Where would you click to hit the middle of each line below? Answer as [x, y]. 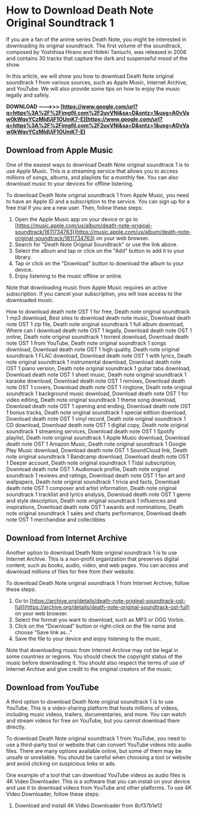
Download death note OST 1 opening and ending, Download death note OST [99, 406]
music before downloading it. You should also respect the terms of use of [95, 663]
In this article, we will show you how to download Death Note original [90, 76]
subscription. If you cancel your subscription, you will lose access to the [94, 294]
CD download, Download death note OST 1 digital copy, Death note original [97, 425]
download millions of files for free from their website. [71, 571]
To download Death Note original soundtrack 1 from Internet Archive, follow [98, 583]
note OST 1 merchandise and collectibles [56, 519]
